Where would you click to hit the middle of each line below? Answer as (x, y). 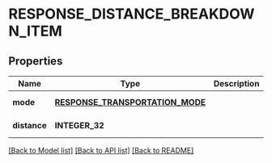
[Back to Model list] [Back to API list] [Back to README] (101, 150)
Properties (36, 61)
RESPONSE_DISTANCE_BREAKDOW (132, 14)
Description (236, 84)
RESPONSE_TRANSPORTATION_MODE (130, 102)
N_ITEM (35, 31)
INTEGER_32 (80, 125)
